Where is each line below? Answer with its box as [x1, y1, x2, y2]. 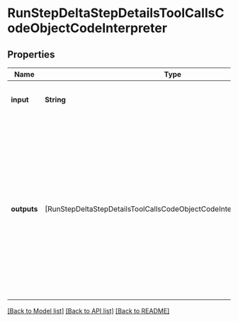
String [45, 95, 66, 104]
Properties [7, 48, 55, 60]
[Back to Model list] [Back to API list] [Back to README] [7, 307, 170, 315]
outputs [11, 204, 38, 214]
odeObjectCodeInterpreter [7, 20, 168, 36]
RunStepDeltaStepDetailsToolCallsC [7, 5, 225, 21]
